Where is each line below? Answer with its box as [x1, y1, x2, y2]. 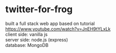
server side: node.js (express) [5, 37, 68, 43]
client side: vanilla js [5, 31, 48, 37]
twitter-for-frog [5, 4, 73, 15]
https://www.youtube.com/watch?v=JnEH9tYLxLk [5, 25, 111, 32]
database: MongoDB [5, 42, 49, 48]
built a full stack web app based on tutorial [5, 20, 95, 26]
